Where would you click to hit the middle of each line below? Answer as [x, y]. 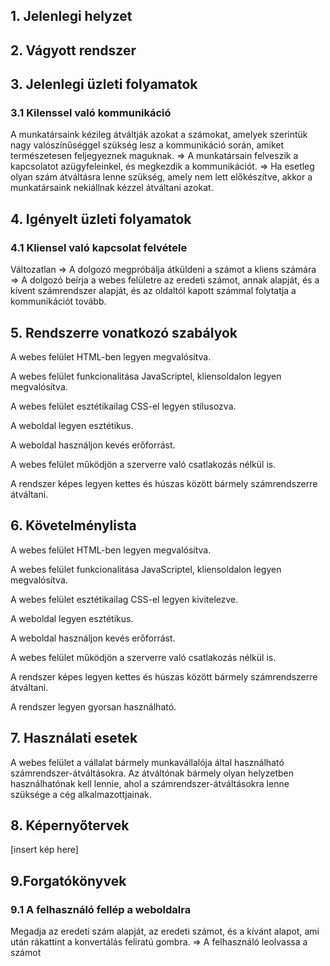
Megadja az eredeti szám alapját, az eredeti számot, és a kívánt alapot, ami [165, 931]
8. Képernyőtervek [70, 825]
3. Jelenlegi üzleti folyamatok [104, 84]
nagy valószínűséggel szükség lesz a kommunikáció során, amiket [147, 145]
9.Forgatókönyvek [68, 880]
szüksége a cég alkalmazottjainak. [81, 794]
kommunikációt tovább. [58, 301]
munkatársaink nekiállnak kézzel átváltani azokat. [112, 188]
